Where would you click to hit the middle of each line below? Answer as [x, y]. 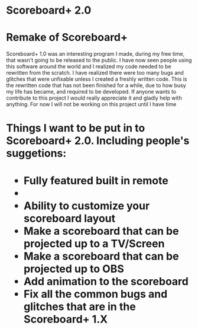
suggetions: [36, 153]
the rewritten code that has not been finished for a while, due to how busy [96, 85]
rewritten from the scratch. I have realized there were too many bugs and [95, 73]
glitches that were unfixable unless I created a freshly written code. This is [97, 79]
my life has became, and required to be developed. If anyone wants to [91, 92]
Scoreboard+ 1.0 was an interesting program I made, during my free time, [95, 54]
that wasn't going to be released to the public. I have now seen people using [99, 60]
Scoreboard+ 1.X [66, 319]
